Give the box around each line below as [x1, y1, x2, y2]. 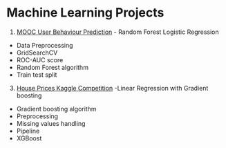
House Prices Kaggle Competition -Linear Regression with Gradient [16, 84, 209, 92]
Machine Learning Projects [6, 5, 164, 21]
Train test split [16, 71, 57, 79]
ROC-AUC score [16, 55, 64, 64]
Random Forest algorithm [16, 63, 89, 71]
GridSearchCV [16, 48, 58, 57]
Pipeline [16, 127, 40, 135]
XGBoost [16, 133, 42, 142]
